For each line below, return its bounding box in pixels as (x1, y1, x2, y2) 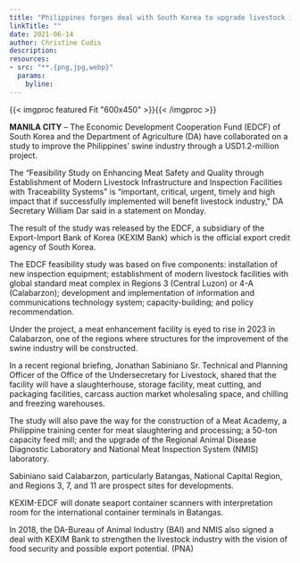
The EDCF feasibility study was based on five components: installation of (9, 258, 279, 269)
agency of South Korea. (9, 241, 96, 252)
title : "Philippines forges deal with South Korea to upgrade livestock (9, 13, 286, 22)
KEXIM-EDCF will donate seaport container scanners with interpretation (9, 497, 274, 508)
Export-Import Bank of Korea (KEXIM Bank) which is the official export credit (9, 231, 291, 242)
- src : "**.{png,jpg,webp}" (9, 63, 114, 72)
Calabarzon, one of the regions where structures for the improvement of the (9, 332, 288, 344)
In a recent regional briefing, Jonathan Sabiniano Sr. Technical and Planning (9, 359, 288, 371)
